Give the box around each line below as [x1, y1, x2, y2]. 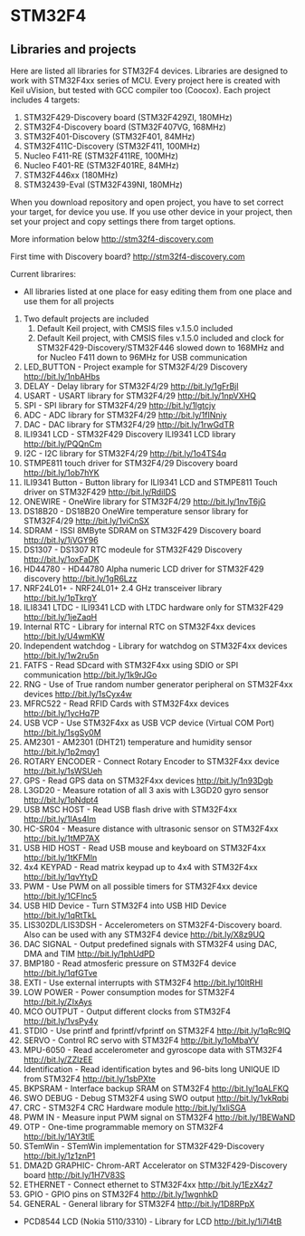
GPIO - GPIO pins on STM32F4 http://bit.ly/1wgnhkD [23, 1189, 219, 1200]
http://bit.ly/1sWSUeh [23, 766, 103, 776]
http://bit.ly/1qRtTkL [23, 910, 98, 920]
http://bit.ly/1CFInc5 [23, 891, 98, 901]
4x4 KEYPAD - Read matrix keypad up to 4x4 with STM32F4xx [23, 862, 258, 872]
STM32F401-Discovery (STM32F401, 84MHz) [23, 131, 195, 141]
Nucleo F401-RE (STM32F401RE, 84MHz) [23, 160, 179, 170]
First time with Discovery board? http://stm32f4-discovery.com [10, 251, 245, 262]
